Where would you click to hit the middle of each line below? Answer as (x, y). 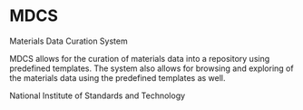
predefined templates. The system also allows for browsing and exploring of (151, 68)
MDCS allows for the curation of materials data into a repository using (140, 58)
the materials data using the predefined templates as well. (117, 77)
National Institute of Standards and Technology (98, 95)
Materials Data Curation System (69, 41)
